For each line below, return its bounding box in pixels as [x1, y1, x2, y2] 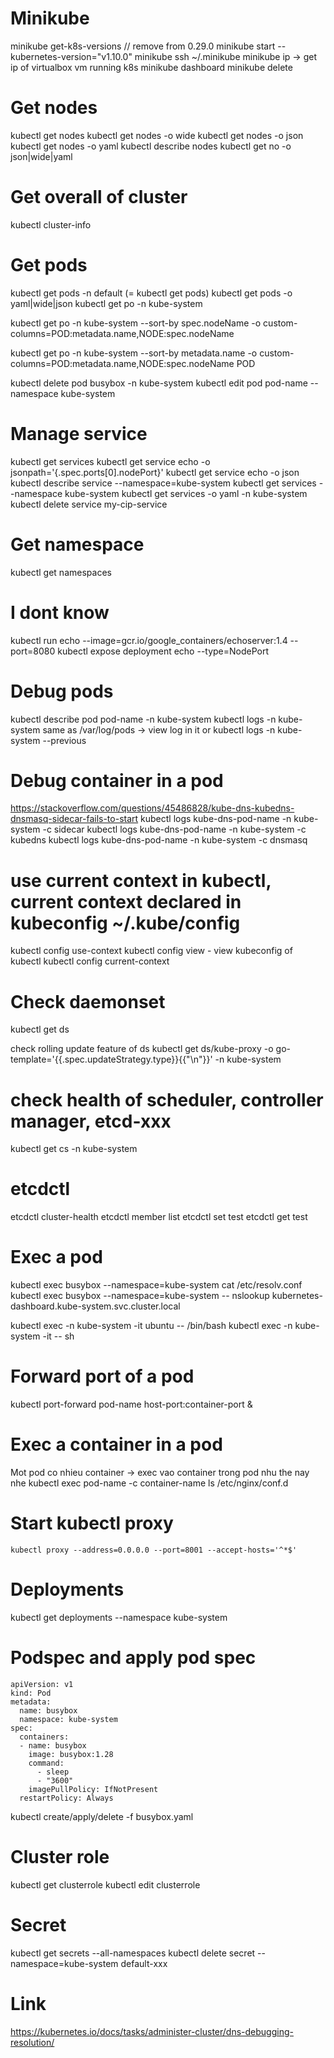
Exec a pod [10, 1246, 103, 1269]
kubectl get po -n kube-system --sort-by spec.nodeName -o [10, 317, 262, 329]
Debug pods [10, 680, 114, 702]
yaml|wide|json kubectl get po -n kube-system [10, 297, 203, 309]
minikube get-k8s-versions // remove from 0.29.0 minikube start [10, 40, 276, 52]
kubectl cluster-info [10, 218, 92, 231]
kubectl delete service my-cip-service [10, 498, 168, 510]
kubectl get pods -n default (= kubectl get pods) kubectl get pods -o [10, 287, 293, 299]
